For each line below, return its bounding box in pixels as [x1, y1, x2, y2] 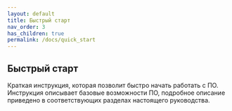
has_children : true [7, 30, 65, 37]
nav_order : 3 [7, 23, 46, 30]
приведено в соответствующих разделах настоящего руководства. [7, 96, 210, 104]
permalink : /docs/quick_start [7, 37, 96, 44]
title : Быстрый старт [7, 17, 71, 24]
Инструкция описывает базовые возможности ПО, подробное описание [7, 89, 226, 97]
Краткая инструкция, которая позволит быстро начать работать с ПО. [7, 81, 219, 89]
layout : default [7, 10, 55, 18]
